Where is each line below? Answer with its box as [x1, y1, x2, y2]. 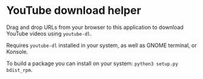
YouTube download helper [6, 4, 142, 17]
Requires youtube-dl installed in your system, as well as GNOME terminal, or [6, 42, 197, 49]
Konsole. [6, 48, 29, 55]
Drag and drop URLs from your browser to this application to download [6, 24, 184, 31]
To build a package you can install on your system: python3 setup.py [6, 60, 178, 67]
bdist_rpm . [6, 66, 33, 73]
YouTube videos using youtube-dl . [6, 30, 92, 37]
